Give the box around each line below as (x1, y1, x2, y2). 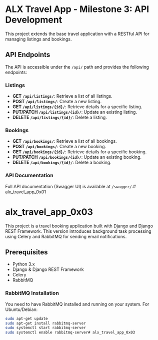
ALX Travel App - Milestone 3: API (5, 4, 149, 15)
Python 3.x (12, 261, 35, 267)
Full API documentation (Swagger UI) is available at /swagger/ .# (5, 183, 136, 189)
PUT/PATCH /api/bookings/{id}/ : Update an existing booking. (12, 154, 141, 160)
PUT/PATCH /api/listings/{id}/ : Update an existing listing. (12, 109, 137, 115)
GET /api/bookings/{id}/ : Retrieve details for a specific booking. (12, 149, 147, 155)
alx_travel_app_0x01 (5, 189, 46, 195)
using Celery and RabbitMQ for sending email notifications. (5, 233, 127, 239)
